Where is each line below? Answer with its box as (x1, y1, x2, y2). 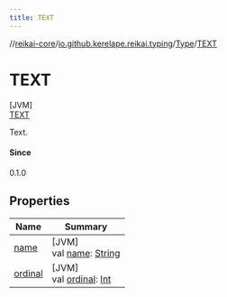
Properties (9, 193, 70, 209)
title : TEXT (9, 13, 54, 23)
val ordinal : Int (51, 273, 112, 285)
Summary (64, 220, 108, 233)
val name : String (51, 246, 121, 259)
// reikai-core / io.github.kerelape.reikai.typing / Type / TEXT (9, 38, 218, 49)
